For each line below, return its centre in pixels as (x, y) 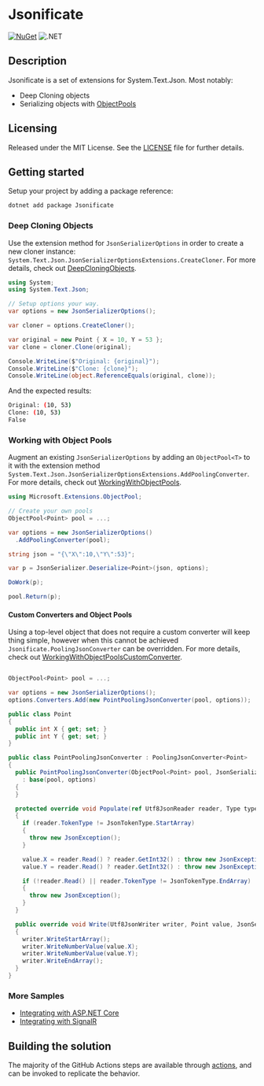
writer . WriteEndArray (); (63, 961)
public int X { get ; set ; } (61, 729)
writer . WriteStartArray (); (66, 939)
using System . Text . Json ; (49, 290)
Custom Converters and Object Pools (70, 614)
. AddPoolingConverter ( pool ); (63, 540)
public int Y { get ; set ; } (61, 736)
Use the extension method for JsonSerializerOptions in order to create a (126, 243)
